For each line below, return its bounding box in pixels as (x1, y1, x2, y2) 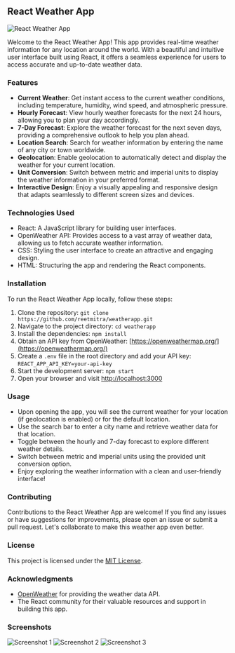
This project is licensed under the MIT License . (7, 556, 143, 565)
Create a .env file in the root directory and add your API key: (17, 351, 192, 360)
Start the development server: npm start (17, 366, 135, 375)
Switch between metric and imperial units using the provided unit (17, 452, 206, 460)
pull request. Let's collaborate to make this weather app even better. (7, 523, 205, 532)
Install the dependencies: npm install (17, 329, 127, 337)
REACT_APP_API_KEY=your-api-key (17, 361, 112, 368)
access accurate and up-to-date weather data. (7, 60, 142, 69)
